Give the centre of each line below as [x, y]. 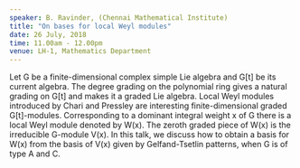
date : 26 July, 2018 [48, 34]
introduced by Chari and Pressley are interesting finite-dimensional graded [148, 106]
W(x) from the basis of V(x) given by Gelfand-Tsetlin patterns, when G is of [149, 145]
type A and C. [35, 154]
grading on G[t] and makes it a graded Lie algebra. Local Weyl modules [141, 97]
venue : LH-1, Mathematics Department [80, 51]
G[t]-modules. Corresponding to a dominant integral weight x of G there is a [150, 116]
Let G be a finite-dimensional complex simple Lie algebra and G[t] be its [143, 77]
